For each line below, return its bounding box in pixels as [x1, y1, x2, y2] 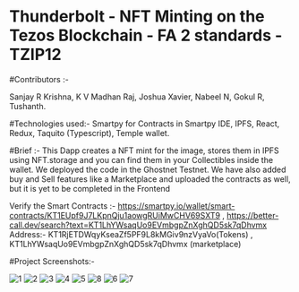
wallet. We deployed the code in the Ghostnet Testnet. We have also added [9, 164, 286, 175]
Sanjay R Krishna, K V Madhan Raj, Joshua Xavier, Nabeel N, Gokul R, [9, 91, 266, 102]
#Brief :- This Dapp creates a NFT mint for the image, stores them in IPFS [9, 145, 279, 156]
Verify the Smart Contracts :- [9, 200, 116, 211]
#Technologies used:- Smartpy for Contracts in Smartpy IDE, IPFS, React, [9, 118, 280, 129]
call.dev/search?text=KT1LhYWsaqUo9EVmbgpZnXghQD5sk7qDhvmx [9, 219, 267, 230]
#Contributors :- [9, 73, 69, 84]
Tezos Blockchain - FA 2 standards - [9, 25, 283, 46]
